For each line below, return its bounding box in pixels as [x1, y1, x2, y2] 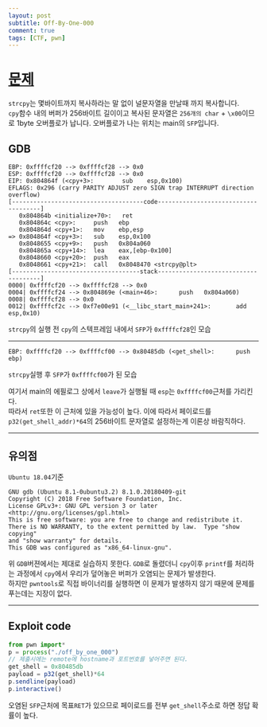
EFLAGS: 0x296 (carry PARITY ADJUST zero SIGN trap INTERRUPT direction [8, 184, 254, 192]
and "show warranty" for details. [8, 537, 123, 545]
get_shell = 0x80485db [8, 663, 83, 671]
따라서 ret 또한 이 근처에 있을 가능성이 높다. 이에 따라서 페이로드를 [8, 407, 212, 416]
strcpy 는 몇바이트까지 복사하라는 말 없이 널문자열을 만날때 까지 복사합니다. [8, 99, 240, 108]
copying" [8, 530, 37, 537]
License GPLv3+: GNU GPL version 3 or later [8, 502, 158, 510]
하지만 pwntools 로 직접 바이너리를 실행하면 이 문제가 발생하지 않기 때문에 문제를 [8, 578, 255, 588]
